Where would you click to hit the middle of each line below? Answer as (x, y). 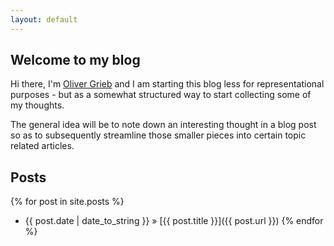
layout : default (44, 19)
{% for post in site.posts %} (67, 202)
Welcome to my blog (75, 60)
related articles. (42, 146)
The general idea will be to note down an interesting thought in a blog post (163, 125)
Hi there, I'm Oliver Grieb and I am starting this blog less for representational (167, 84)
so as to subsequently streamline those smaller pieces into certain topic (158, 135)
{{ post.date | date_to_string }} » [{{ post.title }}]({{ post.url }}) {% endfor (174, 221)
